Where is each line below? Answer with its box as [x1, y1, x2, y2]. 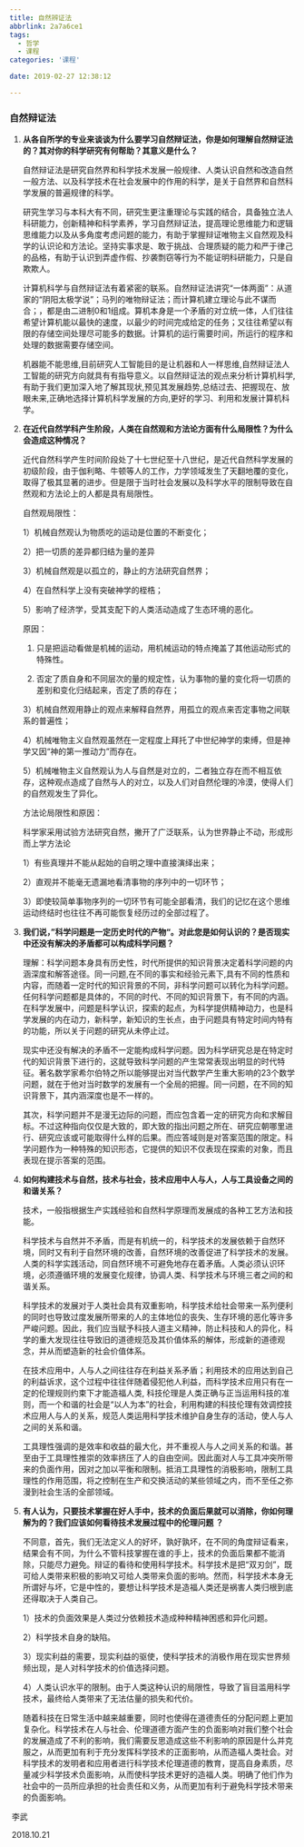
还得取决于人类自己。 [22, 1594, 103, 1604]
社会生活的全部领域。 [38, 1486, 119, 1497]
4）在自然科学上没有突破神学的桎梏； [22, 585, 163, 596]
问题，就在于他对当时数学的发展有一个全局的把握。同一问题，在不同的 [22, 1078, 286, 1090]
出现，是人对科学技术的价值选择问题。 [30, 1663, 174, 1673]
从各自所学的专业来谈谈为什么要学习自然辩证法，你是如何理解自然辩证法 [22, 134, 293, 145]
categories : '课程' [9, 55, 81, 65]
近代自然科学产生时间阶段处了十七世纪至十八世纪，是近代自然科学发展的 [22, 454, 293, 465]
